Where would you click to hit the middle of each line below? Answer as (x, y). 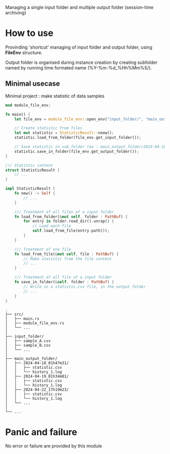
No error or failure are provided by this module (54, 446)
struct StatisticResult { (32, 170)
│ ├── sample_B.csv (28, 346)
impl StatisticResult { (30, 189)
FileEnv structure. (24, 52)
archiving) (16, 13)
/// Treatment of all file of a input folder (63, 277)
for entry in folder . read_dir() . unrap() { (69, 221)
